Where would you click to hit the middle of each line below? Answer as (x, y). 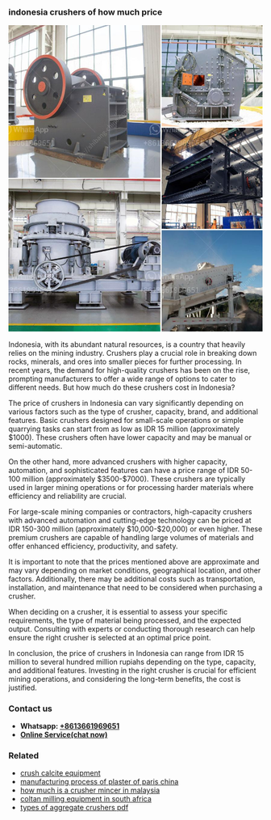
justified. (23, 687)
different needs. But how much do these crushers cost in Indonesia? (122, 387)
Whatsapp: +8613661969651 (69, 725)
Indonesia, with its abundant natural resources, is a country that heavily (127, 344)
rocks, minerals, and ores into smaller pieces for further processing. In (125, 361)
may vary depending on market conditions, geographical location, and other (135, 570)
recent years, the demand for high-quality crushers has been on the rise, (129, 370)
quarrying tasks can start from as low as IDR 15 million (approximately (124, 429)
